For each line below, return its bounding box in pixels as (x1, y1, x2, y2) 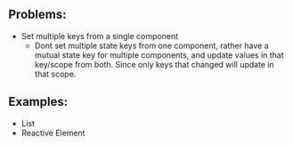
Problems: (8, 7, 67, 22)
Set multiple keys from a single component (20, 30, 179, 41)
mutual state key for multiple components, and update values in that (34, 49, 284, 60)
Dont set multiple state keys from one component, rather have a (34, 40, 269, 51)
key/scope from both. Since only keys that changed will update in (34, 59, 275, 69)
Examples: (8, 94, 69, 109)
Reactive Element (20, 127, 85, 138)
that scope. (34, 68, 77, 79)
